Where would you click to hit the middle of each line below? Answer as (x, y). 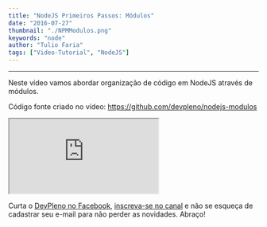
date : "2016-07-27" (41, 23)
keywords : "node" (37, 38)
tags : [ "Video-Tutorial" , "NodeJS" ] (69, 53)
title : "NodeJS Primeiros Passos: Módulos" (81, 16)
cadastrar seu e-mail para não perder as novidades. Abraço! (107, 214)
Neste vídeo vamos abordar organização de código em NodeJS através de (130, 83)
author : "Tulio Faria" (46, 45)
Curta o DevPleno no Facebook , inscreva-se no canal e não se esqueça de (131, 205)
